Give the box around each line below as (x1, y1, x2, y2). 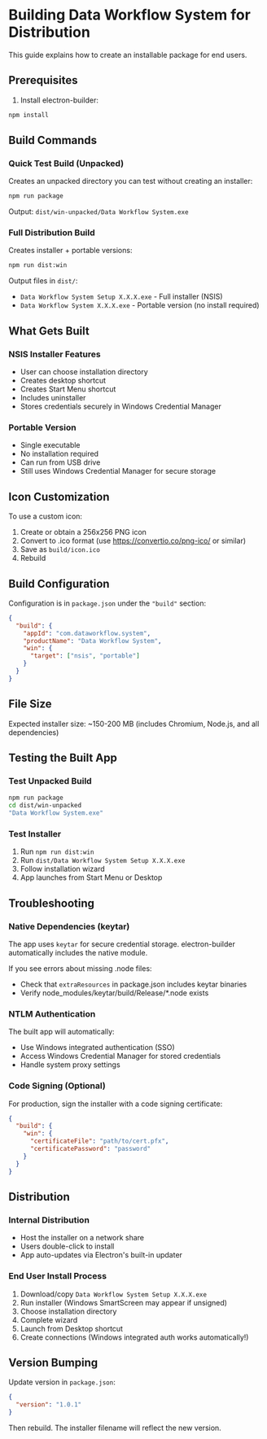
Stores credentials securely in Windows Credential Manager (20, 401, 221, 412)
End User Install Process (8, 1271, 107, 1282)
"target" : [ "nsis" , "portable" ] (29, 652, 140, 660)
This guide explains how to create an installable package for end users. (8, 50, 247, 59)
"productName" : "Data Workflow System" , (23, 636, 162, 645)
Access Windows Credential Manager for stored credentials (20, 1052, 221, 1061)
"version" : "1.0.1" (15, 1401, 82, 1409)
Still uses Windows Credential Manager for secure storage (20, 466, 217, 476)
